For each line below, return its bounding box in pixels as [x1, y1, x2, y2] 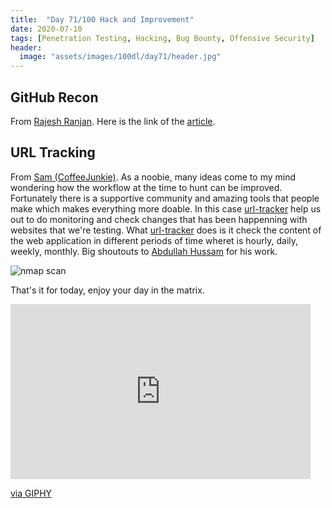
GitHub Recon [10, 89, 99, 106]
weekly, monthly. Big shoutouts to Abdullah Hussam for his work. [10, 245, 278, 257]
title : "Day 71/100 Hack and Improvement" [10, 14, 195, 25]
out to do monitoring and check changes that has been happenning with [10, 213, 308, 225]
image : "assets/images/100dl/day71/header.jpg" [19, 52, 222, 62]
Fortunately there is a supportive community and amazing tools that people [10, 192, 320, 204]
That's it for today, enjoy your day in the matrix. [10, 284, 205, 296]
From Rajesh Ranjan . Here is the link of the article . [10, 115, 216, 127]
